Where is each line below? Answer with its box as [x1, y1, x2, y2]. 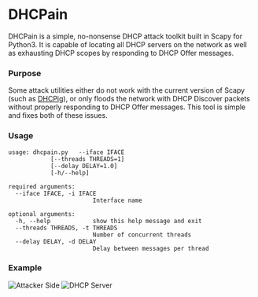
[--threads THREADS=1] [50, 155, 125, 163]
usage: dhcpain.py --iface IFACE [8, 148, 125, 156]
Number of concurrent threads [92, 230, 192, 239]
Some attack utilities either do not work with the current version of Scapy [8, 86, 245, 95]
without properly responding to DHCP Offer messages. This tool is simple [8, 102, 246, 112]
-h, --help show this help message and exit [15, 217, 202, 225]
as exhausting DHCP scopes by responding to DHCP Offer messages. [8, 48, 234, 57]
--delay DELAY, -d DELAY [15, 237, 97, 245]
